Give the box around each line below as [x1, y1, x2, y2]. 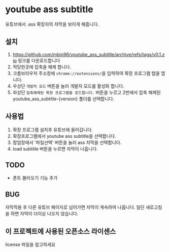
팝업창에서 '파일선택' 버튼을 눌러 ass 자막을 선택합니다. [12, 139, 122, 145]
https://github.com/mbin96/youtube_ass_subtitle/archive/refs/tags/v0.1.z [12, 51, 165, 57]
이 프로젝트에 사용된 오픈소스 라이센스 [5, 227, 116, 236]
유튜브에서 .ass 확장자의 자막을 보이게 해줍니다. [5, 21, 99, 27]
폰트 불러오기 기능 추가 [12, 175, 58, 181]
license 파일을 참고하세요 [5, 241, 56, 247]
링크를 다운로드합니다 [17, 57, 60, 63]
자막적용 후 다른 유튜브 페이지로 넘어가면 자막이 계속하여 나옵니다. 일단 [5, 204, 145, 210]
